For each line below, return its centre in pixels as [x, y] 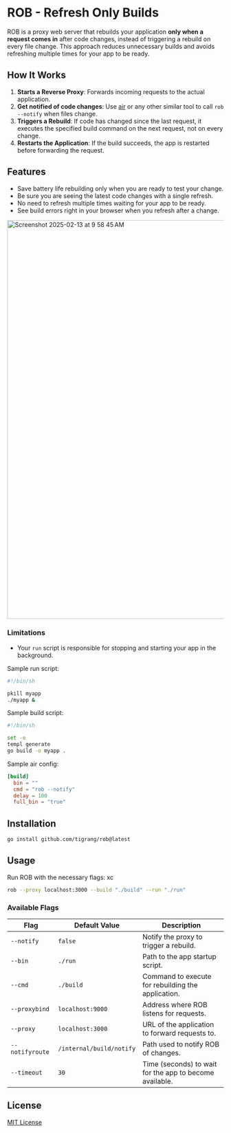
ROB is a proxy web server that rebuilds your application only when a [106, 32]
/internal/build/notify [97, 1049]
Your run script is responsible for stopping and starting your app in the [117, 648]
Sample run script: [33, 668]
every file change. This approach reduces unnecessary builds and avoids [111, 46]
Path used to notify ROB [181, 1044]
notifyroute [30, 1052]
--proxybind [30, 1009]
